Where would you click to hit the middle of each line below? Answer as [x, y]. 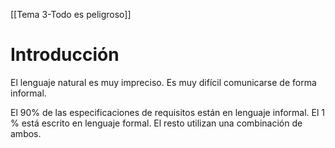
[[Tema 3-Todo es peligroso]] [71, 14]
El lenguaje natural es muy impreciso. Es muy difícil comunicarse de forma [163, 82]
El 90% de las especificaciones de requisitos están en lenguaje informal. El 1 [167, 112]
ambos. [26, 133]
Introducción [65, 55]
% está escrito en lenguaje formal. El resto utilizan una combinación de [156, 123]
